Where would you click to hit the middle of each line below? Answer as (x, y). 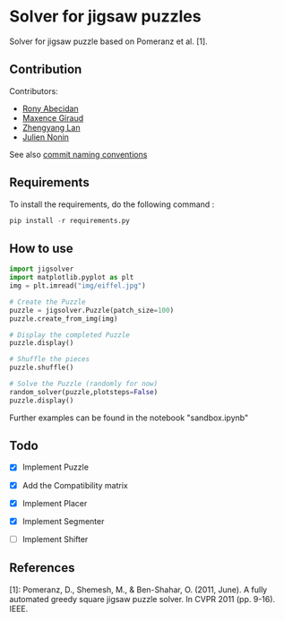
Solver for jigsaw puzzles (105, 17)
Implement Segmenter (63, 521)
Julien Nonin (46, 137)
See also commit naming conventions (78, 154)
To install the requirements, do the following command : (112, 204)
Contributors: (34, 91)
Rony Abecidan (50, 108)
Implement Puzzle (56, 467)
